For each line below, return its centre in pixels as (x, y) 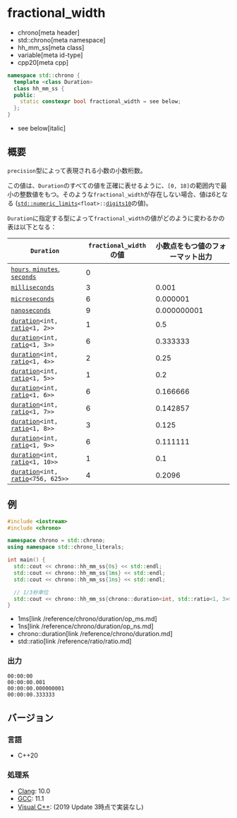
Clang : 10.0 (34, 790)
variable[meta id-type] (50, 55)
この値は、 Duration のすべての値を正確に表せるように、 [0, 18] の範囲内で (114, 185)
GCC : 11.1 (31, 798)
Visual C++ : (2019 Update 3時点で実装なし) (80, 807)
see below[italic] (41, 128)
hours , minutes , (36, 269)
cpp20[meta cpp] (43, 62)
